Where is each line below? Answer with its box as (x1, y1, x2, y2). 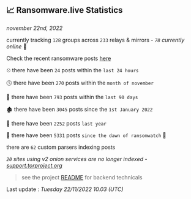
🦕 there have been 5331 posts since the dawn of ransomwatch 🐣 (6, 131, 167, 139)
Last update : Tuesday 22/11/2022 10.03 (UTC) (6, 186, 124, 193)
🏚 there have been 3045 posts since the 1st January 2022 (6, 105, 153, 113)
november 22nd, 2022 (6, 24, 63, 32)
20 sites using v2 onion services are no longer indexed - (6, 155, 148, 162)
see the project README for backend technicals (21, 173, 143, 181)
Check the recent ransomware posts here (6, 54, 111, 62)
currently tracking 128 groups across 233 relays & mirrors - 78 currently (6, 36, 185, 43)
